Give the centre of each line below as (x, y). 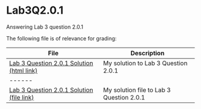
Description (147, 53)
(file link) (22, 97)
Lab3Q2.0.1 (35, 10)
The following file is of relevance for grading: (61, 38)
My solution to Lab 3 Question (145, 63)
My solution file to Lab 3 (137, 90)
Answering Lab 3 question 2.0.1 (45, 27)
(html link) (23, 70)
